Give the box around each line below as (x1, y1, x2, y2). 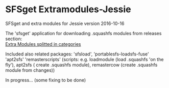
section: (5, 36, 22, 42)
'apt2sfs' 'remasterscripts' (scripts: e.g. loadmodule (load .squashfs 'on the (5, 56, 164, 62)
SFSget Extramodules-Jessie (5, 4, 131, 15)
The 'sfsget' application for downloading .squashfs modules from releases (5, 30, 162, 36)
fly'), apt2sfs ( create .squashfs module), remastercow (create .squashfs (5, 62, 158, 68)
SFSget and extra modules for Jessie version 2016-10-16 (5, 20, 125, 26)
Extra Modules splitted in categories (5, 41, 81, 47)
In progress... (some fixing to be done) (5, 77, 86, 83)
